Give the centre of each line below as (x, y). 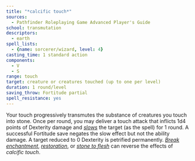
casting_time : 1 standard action (47, 55)
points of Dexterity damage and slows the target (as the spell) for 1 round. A (97, 127)
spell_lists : (22, 44)
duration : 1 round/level (36, 87)
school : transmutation (34, 28)
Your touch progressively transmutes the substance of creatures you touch (97, 115)
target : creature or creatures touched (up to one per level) (83, 82)
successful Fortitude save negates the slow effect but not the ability (88, 133)
